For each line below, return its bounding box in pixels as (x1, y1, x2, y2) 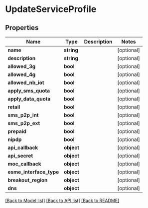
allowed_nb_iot (7, 79, 44, 86)
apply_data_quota (7, 95, 51, 102)
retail (7, 103, 20, 110)
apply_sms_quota (7, 87, 50, 94)
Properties (5, 23, 39, 32)
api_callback (7, 144, 38, 151)
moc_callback (7, 160, 41, 167)
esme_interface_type (7, 168, 59, 175)
